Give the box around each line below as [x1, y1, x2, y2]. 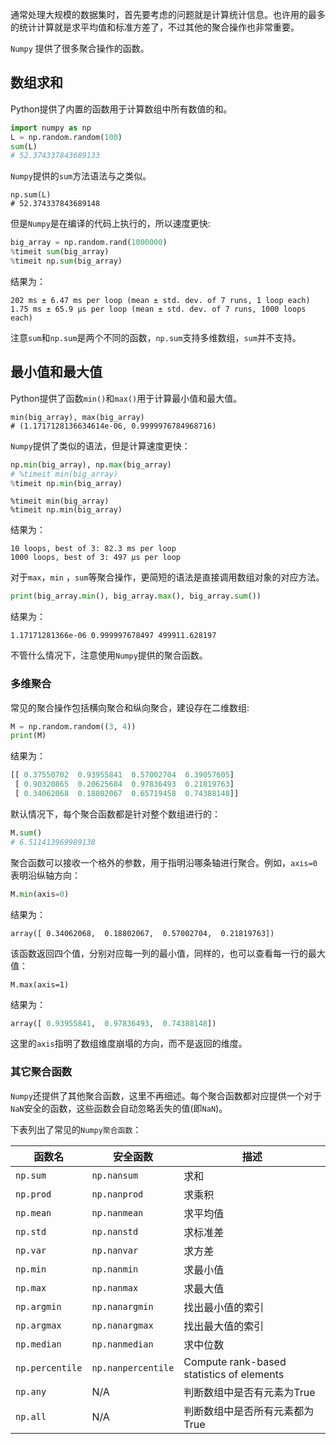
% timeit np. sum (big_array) [10, 256, 123, 267]
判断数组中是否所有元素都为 [183, 1404, 315, 1418]
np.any [15, 1386, 47, 1397]
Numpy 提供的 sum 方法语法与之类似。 [10, 170, 152, 182]
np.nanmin [91, 1263, 139, 1275]
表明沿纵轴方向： [10, 869, 81, 881]
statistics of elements [183, 1367, 285, 1381]
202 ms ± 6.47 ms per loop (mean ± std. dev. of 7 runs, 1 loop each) [10, 295, 311, 305]
